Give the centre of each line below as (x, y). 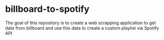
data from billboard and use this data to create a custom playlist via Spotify (82, 28)
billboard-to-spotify (47, 9)
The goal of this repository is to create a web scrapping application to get (81, 23)
